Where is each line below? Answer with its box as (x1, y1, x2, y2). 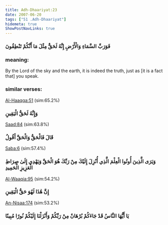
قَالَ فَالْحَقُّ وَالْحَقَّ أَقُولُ (5, 134, 54, 141)
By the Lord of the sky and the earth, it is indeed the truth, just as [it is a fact (5, 68, 163, 74)
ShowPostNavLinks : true (5, 26, 55, 31)
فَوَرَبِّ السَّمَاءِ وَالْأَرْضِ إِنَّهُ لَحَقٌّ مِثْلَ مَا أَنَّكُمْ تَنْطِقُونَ (5, 43, 111, 50)
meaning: (5, 56, 29, 63)
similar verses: (5, 86, 42, 93)
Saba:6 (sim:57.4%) (5, 145, 46, 151)
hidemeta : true (5, 21, 37, 27)
